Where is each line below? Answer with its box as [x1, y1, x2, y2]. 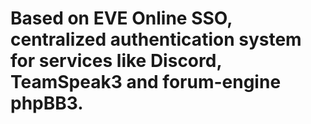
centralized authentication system [10, 28, 302, 51]
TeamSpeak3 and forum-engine [10, 71, 282, 94]
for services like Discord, [10, 50, 222, 72]
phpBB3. [10, 92, 84, 115]
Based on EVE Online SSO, [10, 7, 233, 30]
